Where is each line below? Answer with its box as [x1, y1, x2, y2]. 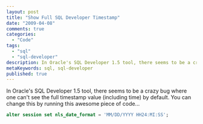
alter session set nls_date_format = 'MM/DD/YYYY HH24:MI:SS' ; [6, 112, 169, 118]
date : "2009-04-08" [6, 20, 56, 26]
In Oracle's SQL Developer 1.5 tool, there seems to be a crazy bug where [6, 87, 187, 94]
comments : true [6, 25, 45, 32]
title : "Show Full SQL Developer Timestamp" [6, 15, 120, 21]
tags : [6, 43, 20, 49]
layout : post [6, 8, 39, 15]
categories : [6, 31, 36, 38]
